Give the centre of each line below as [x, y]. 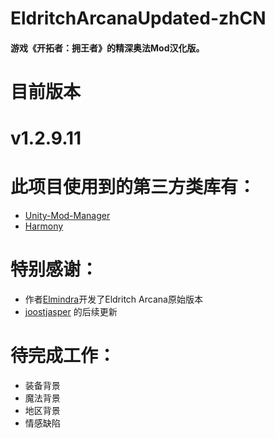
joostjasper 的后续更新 [71, 312]
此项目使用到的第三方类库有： [133, 187]
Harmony [44, 226]
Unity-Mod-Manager [67, 216]
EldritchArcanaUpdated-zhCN [138, 18]
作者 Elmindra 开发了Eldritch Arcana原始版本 [113, 299]
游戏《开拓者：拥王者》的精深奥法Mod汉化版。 [107, 48]
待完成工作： [63, 356]
